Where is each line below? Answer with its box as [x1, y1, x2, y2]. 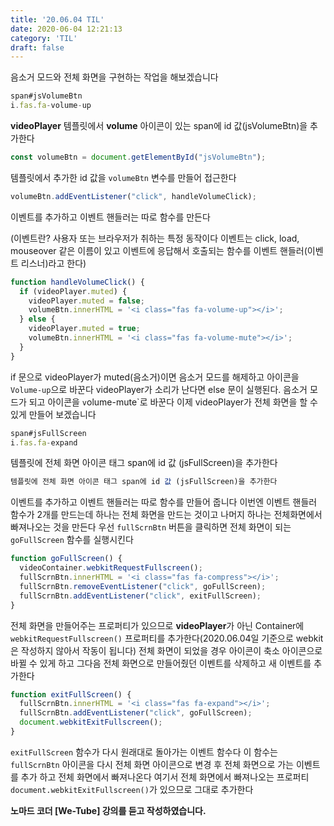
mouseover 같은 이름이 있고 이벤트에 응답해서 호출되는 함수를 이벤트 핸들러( [10, 244, 308, 256]
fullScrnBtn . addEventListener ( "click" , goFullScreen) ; [19, 708, 253, 718]
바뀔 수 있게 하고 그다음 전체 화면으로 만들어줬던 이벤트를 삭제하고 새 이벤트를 [10, 657, 312, 669]
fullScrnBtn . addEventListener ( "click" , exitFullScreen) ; [19, 591, 262, 601]
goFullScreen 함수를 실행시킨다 [10, 534, 134, 546]
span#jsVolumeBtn [10, 91, 83, 101]
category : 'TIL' [10, 33, 78, 43]
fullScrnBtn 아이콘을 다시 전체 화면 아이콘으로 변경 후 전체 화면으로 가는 [10, 758, 295, 770]
